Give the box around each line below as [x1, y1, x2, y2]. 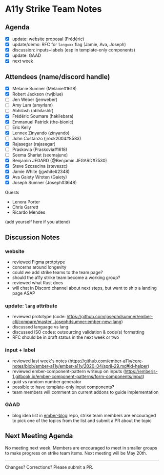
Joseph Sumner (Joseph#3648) [12, 180, 77, 186]
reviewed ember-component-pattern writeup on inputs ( [12, 368, 125, 374]
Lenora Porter [12, 199, 41, 205]
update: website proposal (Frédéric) [12, 36, 84, 42]
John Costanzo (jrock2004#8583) [12, 135, 82, 141]
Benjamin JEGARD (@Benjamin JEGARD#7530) [12, 157, 107, 163]
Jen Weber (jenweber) [12, 97, 58, 102]
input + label [5, 347, 36, 353]
